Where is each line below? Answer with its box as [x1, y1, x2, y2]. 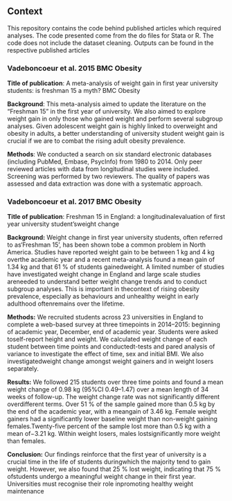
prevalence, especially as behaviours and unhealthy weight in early [7, 292, 199, 301]
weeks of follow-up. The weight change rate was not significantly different [7, 393, 220, 401]
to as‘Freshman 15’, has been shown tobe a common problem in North [7, 240, 206, 249]
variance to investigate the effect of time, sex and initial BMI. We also [7, 350, 204, 358]
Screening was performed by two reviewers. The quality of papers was [7, 173, 210, 181]
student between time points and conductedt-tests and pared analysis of [7, 342, 215, 351]
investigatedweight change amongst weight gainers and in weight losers [7, 357, 214, 366]
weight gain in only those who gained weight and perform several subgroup [7, 114, 223, 123]
